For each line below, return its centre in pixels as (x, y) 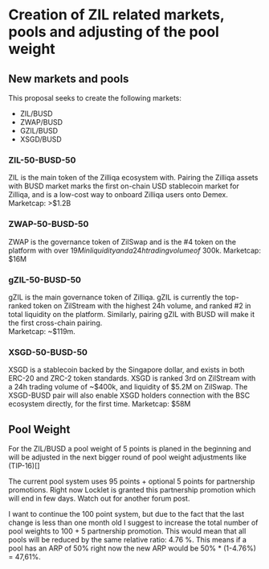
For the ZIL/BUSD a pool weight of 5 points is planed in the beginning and (130, 449)
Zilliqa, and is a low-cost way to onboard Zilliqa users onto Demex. (118, 195)
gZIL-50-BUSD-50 (45, 279)
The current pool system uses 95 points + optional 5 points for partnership (132, 481)
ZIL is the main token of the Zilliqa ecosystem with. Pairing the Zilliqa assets (133, 178)
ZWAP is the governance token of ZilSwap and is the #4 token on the (122, 241)
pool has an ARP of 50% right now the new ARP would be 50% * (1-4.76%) (132, 548)
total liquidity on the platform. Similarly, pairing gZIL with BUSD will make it (132, 314)
